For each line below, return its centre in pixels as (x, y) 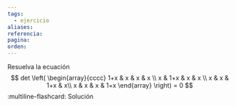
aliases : (20, 27)
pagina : (19, 40)
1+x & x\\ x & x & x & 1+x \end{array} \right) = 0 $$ (120, 85)
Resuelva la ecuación (39, 67)
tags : (15, 14)
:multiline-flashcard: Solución (51, 96)
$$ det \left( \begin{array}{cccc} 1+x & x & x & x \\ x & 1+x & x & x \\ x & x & (120, 78)
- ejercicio (32, 20)
